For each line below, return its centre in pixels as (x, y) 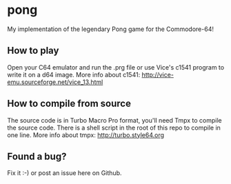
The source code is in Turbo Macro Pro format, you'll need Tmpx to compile (114, 120)
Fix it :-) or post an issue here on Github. (64, 173)
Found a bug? (37, 156)
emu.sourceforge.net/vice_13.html (55, 82)
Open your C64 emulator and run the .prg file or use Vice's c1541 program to (116, 67)
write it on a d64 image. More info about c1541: (74, 74)
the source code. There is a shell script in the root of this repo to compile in (114, 127)
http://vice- (158, 74)
